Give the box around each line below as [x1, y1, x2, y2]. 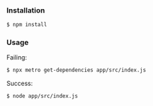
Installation [6, 6, 46, 15]
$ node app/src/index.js [6, 93, 78, 100]
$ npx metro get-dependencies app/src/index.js [6, 67, 147, 74]
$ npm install [6, 21, 48, 28]
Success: [6, 79, 33, 88]
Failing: [6, 53, 27, 62]
